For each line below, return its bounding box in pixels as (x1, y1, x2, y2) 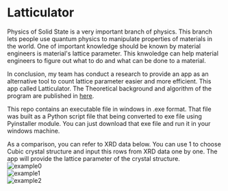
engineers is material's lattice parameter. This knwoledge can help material (7, 49, 219, 58)
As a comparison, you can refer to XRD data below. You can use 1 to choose (7, 140, 221, 148)
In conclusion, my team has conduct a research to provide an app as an (7, 70, 209, 78)
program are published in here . (7, 91, 94, 100)
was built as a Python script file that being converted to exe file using (7, 112, 202, 120)
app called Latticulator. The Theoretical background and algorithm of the (7, 84, 212, 92)
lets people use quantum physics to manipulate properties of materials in (7, 34, 213, 42)
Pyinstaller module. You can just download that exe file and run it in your (7, 119, 211, 127)
